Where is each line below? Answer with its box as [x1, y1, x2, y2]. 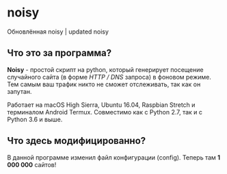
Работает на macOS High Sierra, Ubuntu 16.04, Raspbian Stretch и [7, 101, 196, 109]
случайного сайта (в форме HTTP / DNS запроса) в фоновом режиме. [7, 73, 212, 81]
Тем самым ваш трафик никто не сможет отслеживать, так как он [7, 80, 201, 88]
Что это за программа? [7, 47, 112, 59]
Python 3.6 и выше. [7, 115, 63, 123]
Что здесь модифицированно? [7, 135, 146, 147]
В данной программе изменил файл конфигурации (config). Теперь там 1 [7, 153, 221, 162]
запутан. [7, 87, 32, 95]
